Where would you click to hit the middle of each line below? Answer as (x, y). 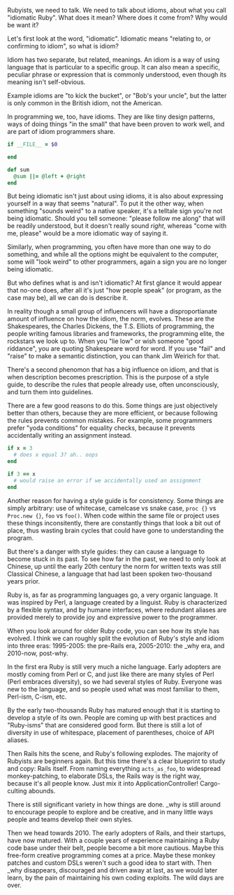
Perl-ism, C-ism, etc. (37, 697)
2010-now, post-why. (38, 653)
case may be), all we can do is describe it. (68, 298)
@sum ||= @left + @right (50, 176)
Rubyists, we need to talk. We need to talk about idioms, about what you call (117, 10)
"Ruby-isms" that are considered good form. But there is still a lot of (105, 725)
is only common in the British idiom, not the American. (85, 103)
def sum (19, 170)
